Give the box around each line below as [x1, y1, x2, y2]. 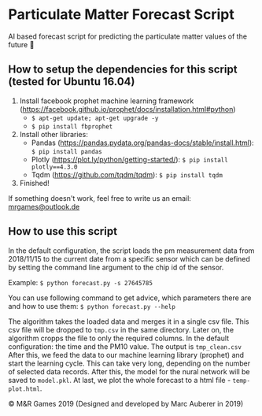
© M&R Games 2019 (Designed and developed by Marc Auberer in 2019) [8, 399, 244, 408]
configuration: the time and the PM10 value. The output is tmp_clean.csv [8, 341, 242, 351]
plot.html [8, 384, 41, 393]
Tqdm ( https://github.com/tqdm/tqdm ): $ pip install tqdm [31, 169, 223, 179]
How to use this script [8, 225, 118, 238]
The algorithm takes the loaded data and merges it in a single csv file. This [8, 317, 249, 326]
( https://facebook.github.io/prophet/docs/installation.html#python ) [19, 104, 236, 113]
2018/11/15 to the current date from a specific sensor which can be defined [8, 254, 250, 263]
